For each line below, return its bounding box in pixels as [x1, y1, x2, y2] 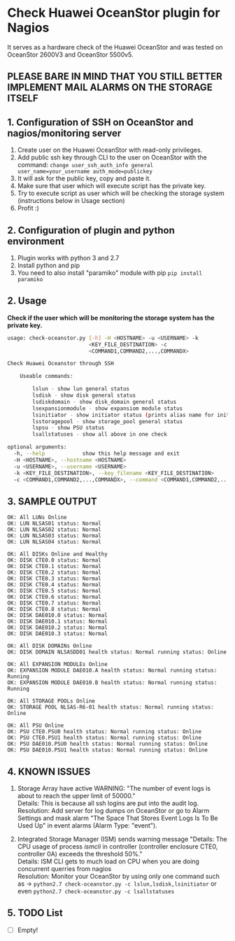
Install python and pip [17, 261, 80, 269]
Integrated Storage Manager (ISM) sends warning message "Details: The [17, 835, 227, 844]
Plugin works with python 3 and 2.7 [17, 253, 120, 262]
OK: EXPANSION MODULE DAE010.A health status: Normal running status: [7, 667, 218, 674]
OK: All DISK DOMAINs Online [7, 642, 92, 650]
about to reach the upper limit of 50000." [17, 792, 136, 800]
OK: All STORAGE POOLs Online [7, 698, 96, 705]
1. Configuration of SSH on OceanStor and [7, 116, 194, 128]
